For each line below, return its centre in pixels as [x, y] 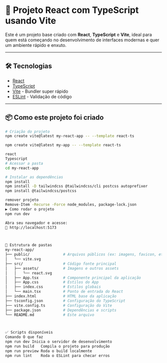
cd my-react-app [22, 168]
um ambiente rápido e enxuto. [36, 45]
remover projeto [22, 200]
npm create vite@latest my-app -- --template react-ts [63, 145]
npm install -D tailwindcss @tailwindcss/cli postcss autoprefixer [77, 186]
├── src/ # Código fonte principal [61, 264]
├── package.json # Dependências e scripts [61, 310]
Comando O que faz [24, 337]
